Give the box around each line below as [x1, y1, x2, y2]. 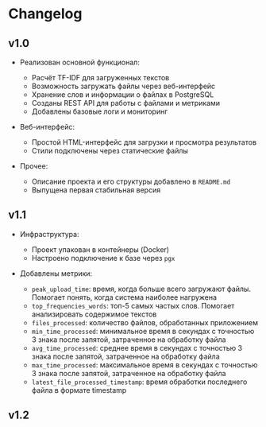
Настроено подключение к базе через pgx [31, 253, 175, 262]
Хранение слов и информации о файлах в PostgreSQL [31, 90, 214, 99]
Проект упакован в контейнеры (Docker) [31, 244, 169, 254]
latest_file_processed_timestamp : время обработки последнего [31, 377, 248, 386]
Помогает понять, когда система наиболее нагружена [31, 292, 217, 302]
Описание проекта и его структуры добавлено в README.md [31, 177, 231, 186]
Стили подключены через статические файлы [31, 146, 189, 155]
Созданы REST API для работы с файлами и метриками [31, 99, 221, 107]
